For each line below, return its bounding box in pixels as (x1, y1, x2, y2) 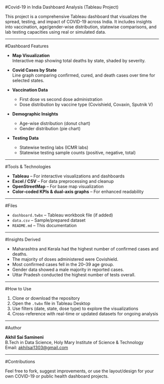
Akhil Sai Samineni (5, 334, 44, 340)
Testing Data (12, 135, 39, 141)
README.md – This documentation (12, 223, 77, 228)
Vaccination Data (12, 87, 48, 93)
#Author (5, 325, 22, 330)
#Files (5, 203, 18, 209)
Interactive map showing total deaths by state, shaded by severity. (12, 58, 146, 63)
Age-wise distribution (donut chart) (19, 120, 91, 126)
